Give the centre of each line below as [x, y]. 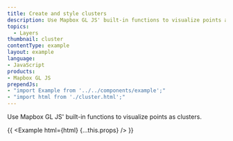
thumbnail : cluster [35, 39]
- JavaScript [26, 65]
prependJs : [23, 84]
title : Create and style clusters [57, 13]
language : [21, 59]
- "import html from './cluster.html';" [67, 97]
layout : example [31, 53]
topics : [18, 26]
